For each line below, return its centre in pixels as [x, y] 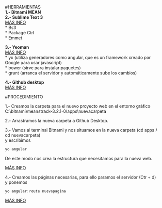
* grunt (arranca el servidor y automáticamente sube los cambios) [71, 73]
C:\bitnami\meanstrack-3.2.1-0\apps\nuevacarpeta [56, 111]
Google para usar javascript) [33, 63]
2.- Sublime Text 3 [24, 17]
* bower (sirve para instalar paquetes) [43, 68]
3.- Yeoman [17, 47]
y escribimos [18, 140]
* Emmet [14, 38]
